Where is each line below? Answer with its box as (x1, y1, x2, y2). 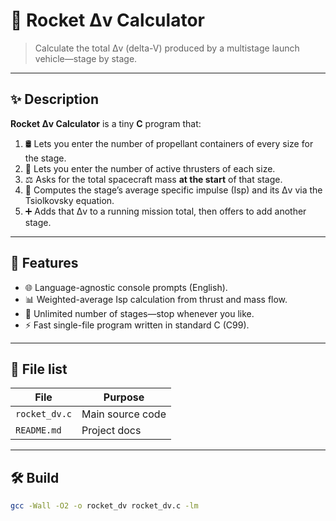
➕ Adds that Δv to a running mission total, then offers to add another (24, 205, 307, 217)
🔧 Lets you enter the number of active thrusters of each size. (24, 162, 276, 174)
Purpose (103, 390, 145, 404)
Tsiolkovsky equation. (24, 194, 115, 206)
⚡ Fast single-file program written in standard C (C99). (24, 319, 250, 331)
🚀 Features (10, 255, 79, 272)
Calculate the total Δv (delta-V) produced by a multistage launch (34, 42, 300, 54)
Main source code (81, 407, 167, 421)
